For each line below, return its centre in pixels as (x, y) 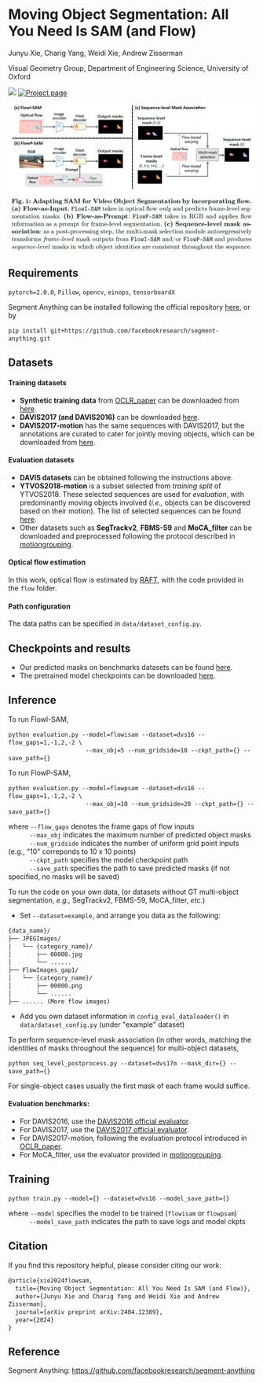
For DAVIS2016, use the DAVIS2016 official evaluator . (105, 1121)
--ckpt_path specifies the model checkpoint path (109, 859)
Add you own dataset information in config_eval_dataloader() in (124, 1016)
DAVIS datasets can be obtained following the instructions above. (126, 477)
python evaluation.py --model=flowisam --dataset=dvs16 (101, 734)
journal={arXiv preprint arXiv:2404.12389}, (89, 1312)
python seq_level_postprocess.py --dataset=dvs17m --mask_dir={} (117, 1063)
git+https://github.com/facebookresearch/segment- (135, 331)
